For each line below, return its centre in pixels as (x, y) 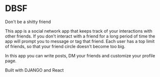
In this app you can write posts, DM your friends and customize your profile (80, 55)
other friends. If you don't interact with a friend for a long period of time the (80, 36)
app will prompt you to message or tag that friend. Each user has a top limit (80, 41)
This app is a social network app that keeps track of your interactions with (79, 31)
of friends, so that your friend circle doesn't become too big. (65, 46)
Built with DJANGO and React (34, 70)
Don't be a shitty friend (28, 22)
